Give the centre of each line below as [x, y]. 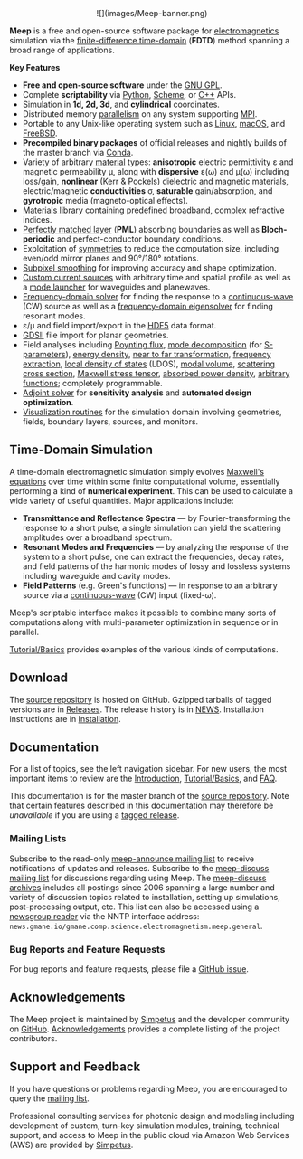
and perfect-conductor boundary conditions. [140, 239]
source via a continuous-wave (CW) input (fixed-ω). [119, 594]
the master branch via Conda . [78, 152]
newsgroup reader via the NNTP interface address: [104, 916]
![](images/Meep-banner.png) [152, 13]
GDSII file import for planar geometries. [95, 335]
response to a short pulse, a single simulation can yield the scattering [152, 527]
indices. [37, 219]
